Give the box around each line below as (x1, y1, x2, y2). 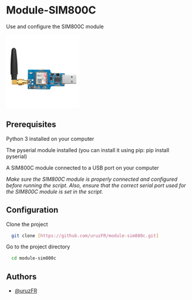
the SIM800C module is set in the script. (6, 188, 104, 195)
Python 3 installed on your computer (6, 135, 95, 142)
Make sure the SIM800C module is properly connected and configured (6, 176, 178, 183)
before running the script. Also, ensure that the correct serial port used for (6, 181, 186, 188)
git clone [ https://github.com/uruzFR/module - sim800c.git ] (11, 232, 159, 238)
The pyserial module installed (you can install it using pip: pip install (6, 146, 170, 153)
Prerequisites (6, 120, 56, 130)
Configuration (6, 205, 59, 215)
